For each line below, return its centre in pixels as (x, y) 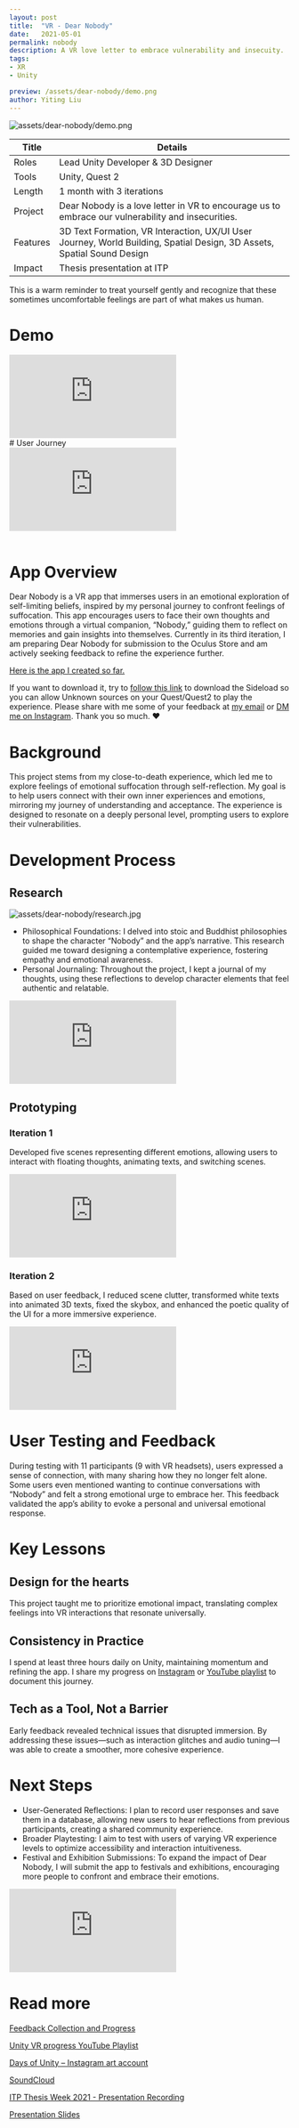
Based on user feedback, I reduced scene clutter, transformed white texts (144, 1295)
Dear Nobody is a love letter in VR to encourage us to (170, 206)
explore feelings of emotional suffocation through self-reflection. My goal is (148, 786)
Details (172, 147)
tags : (19, 59)
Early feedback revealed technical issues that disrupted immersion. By (138, 1730)
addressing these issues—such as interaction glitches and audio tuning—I (145, 1740)
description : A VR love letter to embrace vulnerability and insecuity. (147, 51)
